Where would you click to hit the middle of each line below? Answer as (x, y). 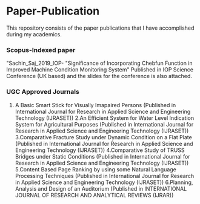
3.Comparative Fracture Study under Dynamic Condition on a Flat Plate (103, 137)
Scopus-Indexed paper (41, 50)
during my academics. (34, 34)
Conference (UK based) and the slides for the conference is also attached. (99, 76)
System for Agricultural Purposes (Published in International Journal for (104, 124)
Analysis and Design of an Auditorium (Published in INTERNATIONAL (101, 188)
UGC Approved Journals (43, 92)
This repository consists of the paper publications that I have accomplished (100, 28)
